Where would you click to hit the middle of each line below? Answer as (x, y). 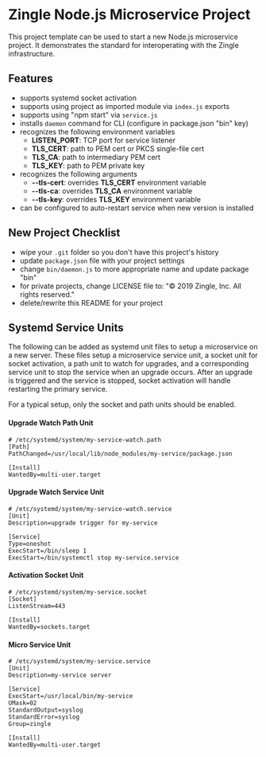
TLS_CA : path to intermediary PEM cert (96, 157)
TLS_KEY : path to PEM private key (88, 166)
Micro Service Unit (40, 644)
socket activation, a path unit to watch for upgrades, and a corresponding (129, 364)
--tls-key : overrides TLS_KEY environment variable (116, 199)
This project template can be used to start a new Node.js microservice (123, 37)
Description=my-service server (60, 675)
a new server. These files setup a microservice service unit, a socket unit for (133, 355)
